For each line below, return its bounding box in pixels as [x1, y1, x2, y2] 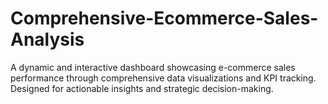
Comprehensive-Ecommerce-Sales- [10, 7, 319, 30]
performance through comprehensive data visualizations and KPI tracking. [10, 72, 317, 84]
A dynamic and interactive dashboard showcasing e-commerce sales [10, 61, 296, 73]
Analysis [10, 28, 85, 51]
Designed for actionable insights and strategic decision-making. [10, 82, 274, 94]
